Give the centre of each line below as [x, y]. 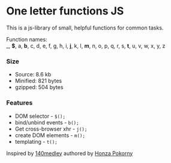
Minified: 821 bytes [38, 81]
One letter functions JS [65, 11]
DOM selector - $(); [40, 116]
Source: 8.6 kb [33, 75]
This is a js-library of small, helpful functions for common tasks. [85, 28]
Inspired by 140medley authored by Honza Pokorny [70, 153]
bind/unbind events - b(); [47, 122]
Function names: [27, 39]
